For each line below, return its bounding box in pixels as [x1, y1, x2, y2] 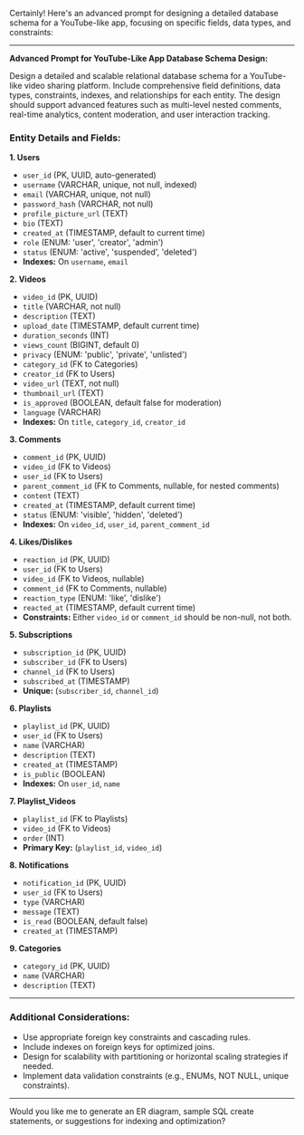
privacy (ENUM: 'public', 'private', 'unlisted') [22, 349, 188, 361]
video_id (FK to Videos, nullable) [22, 573, 145, 584]
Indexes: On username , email [22, 256, 128, 267]
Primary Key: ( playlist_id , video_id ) [22, 842, 163, 853]
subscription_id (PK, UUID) [22, 647, 127, 658]
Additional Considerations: [9, 1011, 130, 1024]
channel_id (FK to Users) [22, 666, 116, 678]
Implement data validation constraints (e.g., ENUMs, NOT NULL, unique [22, 1070, 290, 1081]
